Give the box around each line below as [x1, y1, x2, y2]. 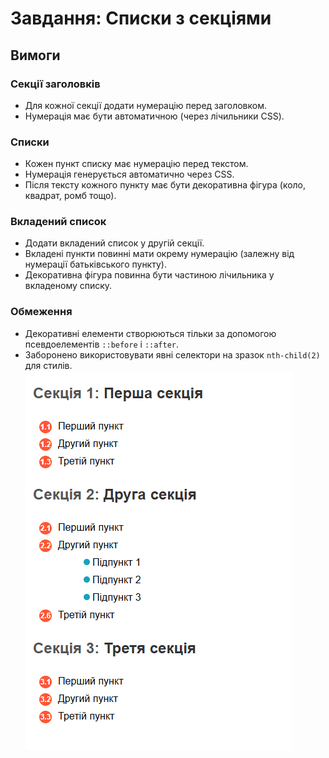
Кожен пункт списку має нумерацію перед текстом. [24, 158, 249, 170]
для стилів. [24, 359, 73, 371]
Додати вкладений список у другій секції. [24, 237, 205, 249]
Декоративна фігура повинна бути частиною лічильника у [24, 269, 275, 281]
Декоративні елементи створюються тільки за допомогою [24, 327, 277, 339]
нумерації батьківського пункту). [24, 258, 167, 271]
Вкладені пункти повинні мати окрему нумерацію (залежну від [24, 248, 295, 260]
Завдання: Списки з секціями [10, 7, 272, 30]
